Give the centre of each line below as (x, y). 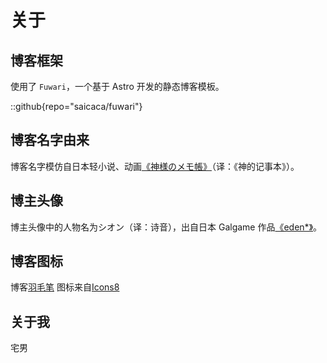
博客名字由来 (50, 140)
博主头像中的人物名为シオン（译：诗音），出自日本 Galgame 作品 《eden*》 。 (166, 227)
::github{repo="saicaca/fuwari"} (76, 106)
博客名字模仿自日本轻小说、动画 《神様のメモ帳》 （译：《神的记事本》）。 (155, 166)
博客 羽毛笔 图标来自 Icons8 (65, 287)
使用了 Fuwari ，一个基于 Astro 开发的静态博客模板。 (117, 86)
